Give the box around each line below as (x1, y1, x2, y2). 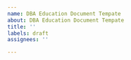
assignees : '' (7, 36, 49, 43)
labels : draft (7, 29, 49, 37)
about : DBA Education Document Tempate (7, 17, 125, 24)
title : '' (7, 23, 37, 30)
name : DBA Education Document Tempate (7, 10, 121, 17)
